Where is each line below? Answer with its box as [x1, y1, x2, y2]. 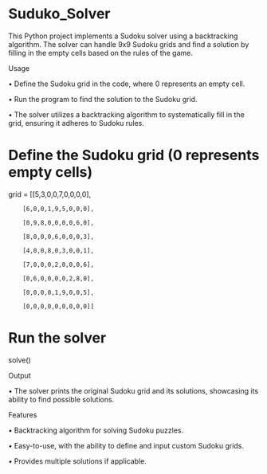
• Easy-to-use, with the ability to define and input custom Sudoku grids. [8, 441, 245, 450]
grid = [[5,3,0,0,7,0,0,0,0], [8, 189, 92, 199]
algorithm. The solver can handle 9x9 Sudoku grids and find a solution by [8, 39, 249, 49]
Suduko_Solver [8, 5, 111, 23]
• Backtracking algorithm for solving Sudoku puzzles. [8, 425, 184, 435]
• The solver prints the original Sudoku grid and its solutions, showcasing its [8, 386, 259, 395]
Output [8, 370, 31, 380]
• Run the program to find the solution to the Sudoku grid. [8, 94, 198, 104]
